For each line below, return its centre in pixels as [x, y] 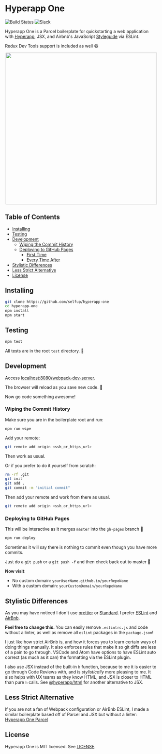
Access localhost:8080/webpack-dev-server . [50, 378]
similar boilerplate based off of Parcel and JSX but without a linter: [71, 714]
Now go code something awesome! [40, 397]
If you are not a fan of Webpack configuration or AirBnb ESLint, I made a [77, 709]
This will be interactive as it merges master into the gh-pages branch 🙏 [74, 529]
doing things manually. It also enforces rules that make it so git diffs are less [81, 647]
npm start [15, 315]
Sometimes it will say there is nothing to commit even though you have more [81, 547]
